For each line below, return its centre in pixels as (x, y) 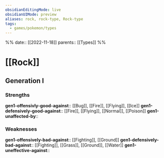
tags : (11, 24)
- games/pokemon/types (33, 28)
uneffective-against (26, 151)
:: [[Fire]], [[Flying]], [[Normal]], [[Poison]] (103, 111)
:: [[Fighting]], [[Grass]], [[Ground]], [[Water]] (77, 145)
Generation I (25, 81)
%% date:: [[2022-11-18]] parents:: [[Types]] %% (55, 42)
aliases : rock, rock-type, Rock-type (44, 19)
